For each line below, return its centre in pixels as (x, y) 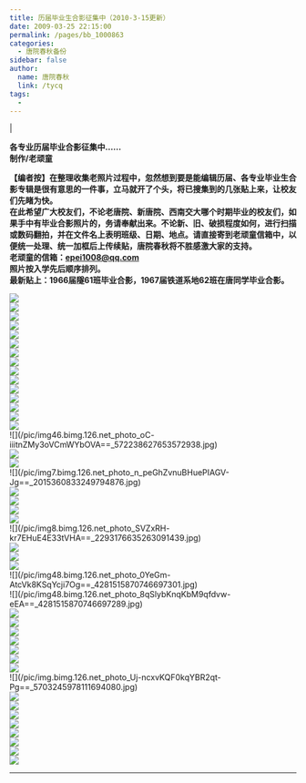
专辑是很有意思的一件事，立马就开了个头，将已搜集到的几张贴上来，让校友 (157, 189)
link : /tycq (41, 86)
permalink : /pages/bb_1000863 (67, 35)
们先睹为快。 (33, 200)
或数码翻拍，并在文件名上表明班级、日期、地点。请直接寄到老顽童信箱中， (149, 235)
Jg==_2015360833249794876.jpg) (75, 483)
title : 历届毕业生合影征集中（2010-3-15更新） (90, 18)
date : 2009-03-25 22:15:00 (61, 26)
